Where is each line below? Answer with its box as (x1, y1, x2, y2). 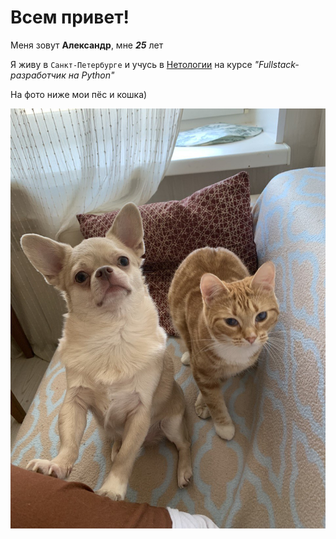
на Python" (68, 69, 115, 81)
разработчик (10, 69, 67, 81)
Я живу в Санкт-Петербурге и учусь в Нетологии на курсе (10, 58, 253, 70)
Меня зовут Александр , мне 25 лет (10, 39, 164, 51)
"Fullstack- (254, 58, 300, 70)
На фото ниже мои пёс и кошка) (10, 88, 148, 100)
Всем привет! (10, 6, 130, 29)
